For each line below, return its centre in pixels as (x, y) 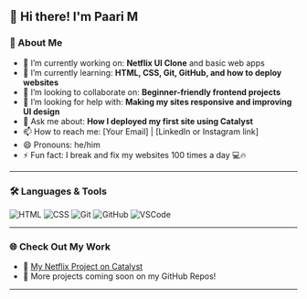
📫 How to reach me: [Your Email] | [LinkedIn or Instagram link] (140, 131)
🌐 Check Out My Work (60, 246)
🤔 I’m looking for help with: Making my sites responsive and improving (157, 101)
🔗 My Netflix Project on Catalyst (83, 267)
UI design (41, 112)
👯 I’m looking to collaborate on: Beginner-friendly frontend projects (152, 91)
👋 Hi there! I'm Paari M (74, 17)
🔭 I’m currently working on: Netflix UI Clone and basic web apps (143, 63)
